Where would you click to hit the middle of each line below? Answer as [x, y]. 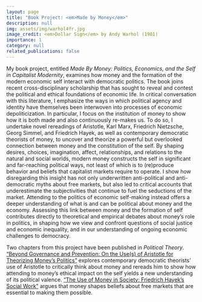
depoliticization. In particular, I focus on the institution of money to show [96, 113]
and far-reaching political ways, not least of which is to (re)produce [90, 165]
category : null [25, 46]
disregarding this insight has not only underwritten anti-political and [91, 178]
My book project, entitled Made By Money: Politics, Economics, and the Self [101, 68]
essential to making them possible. [49, 292]
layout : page [23, 12]
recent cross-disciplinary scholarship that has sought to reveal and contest [100, 88]
